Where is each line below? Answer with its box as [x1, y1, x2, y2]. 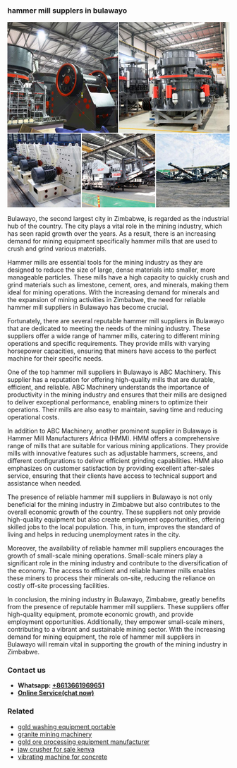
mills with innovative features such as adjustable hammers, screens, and [7, 449, 218, 457]
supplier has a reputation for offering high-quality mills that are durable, [7, 375, 215, 383]
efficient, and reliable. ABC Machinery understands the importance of [7, 383, 209, 391]
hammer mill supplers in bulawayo [7, 6, 128, 16]
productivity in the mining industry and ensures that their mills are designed [7, 390, 227, 399]
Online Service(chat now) [17, 689, 95, 697]
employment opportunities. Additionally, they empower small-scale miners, [7, 617, 225, 626]
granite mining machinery [17, 730, 92, 738]
